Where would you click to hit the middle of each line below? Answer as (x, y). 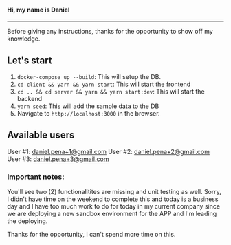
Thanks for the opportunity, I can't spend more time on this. (91, 235)
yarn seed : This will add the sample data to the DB (88, 106)
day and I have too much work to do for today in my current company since (114, 206)
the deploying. (27, 221)
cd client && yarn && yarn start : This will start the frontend (104, 84)
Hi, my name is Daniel (38, 10)
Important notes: (36, 177)
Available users (41, 135)
